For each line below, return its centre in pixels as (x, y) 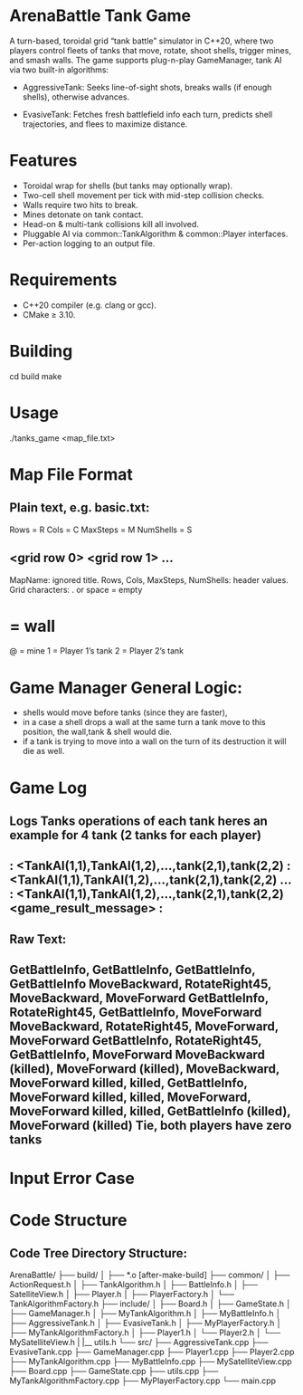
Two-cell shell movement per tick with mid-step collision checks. (143, 195)
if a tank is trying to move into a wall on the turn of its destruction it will (154, 741)
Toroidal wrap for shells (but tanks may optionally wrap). (128, 186)
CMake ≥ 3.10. (49, 314)
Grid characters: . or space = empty (76, 589)
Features (43, 161)
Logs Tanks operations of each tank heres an (139, 821)
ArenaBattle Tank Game (100, 16)
